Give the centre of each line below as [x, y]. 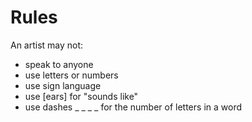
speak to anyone [59, 64]
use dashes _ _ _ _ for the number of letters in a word [133, 107]
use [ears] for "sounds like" [81, 96]
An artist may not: [47, 45]
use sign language [63, 85]
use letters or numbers [71, 75]
